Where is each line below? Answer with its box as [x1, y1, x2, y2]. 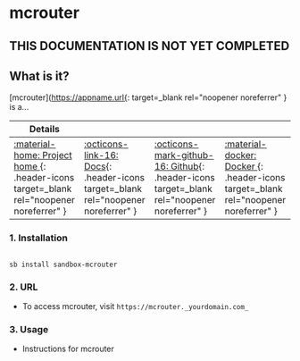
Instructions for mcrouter [21, 343, 114, 355]
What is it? [9, 68, 70, 83]
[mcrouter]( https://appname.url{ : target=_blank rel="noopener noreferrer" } [9, 92, 287, 103]
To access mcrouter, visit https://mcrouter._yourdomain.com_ [21, 300, 249, 311]
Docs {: [84, 160, 112, 172]
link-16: [84, 149, 119, 162]
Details [29, 123, 60, 136]
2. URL [9, 281, 38, 293]
